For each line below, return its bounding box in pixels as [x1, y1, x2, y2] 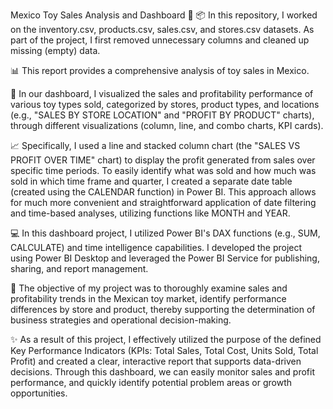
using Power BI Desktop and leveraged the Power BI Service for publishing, [10, 252, 320, 264]
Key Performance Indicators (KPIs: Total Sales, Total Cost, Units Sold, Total [10, 345, 319, 356]
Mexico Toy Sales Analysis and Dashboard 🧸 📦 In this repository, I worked [10, 9, 318, 21]
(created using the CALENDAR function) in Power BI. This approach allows [10, 186, 317, 198]
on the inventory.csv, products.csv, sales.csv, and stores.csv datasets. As [10, 24, 315, 35]
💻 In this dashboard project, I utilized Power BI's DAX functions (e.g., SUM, [10, 227, 321, 239]
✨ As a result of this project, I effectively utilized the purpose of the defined [10, 334, 322, 345]
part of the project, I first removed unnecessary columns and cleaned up [10, 34, 310, 46]
